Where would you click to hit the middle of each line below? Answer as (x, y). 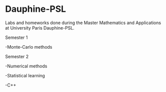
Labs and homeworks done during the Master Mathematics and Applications (83, 23)
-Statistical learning (25, 75)
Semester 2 (17, 56)
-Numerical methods (26, 66)
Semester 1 (17, 37)
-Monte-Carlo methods (29, 47)
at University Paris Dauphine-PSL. (40, 28)
